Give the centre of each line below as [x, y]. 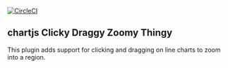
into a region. [26, 57]
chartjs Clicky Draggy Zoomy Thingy [90, 33]
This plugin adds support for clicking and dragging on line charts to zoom [114, 50]
